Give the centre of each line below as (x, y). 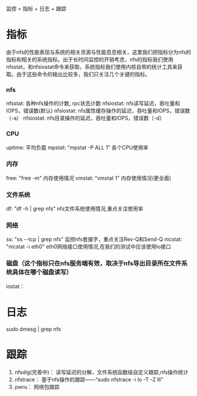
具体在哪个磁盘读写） (42, 272)
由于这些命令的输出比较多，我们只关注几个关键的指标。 (83, 74)
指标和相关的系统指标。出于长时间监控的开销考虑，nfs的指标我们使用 (90, 59)
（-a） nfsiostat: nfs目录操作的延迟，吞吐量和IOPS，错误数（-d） (85, 118)
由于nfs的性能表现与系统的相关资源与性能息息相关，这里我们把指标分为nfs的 (99, 52)
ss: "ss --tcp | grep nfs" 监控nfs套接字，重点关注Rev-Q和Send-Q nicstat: (94, 239)
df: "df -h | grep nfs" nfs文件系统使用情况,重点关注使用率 (75, 209)
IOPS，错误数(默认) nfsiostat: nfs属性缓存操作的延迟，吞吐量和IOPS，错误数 (98, 111)
